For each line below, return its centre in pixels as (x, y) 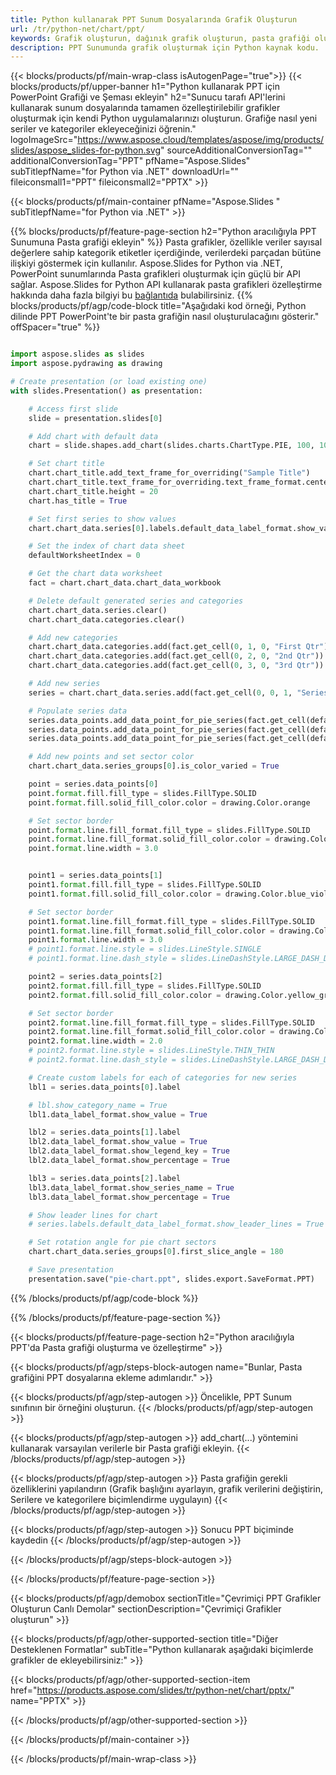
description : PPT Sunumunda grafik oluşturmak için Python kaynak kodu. (165, 47)
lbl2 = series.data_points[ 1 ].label (105, 1132)
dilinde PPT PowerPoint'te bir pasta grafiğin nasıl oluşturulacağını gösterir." (165, 317)
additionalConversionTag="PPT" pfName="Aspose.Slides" (130, 161)
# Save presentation (71, 1270)
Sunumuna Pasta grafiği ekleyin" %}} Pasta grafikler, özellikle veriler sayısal (166, 242)
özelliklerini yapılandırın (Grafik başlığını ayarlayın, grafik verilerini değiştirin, (166, 1488)
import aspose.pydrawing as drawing (86, 364)
